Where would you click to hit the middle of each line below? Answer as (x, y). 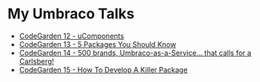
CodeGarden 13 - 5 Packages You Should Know (98, 44)
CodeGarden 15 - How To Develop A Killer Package (103, 69)
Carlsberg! (36, 61)
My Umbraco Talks (71, 14)
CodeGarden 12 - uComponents (72, 36)
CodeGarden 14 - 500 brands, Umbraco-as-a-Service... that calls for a (135, 53)
